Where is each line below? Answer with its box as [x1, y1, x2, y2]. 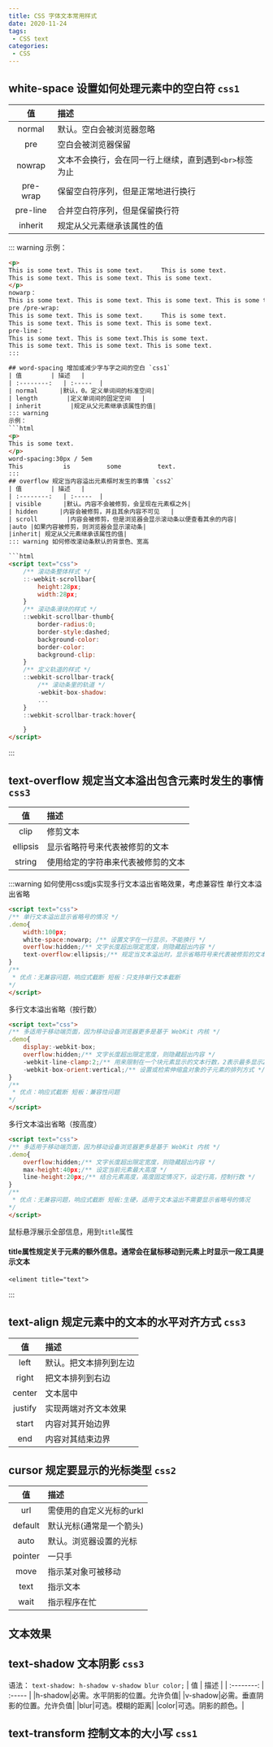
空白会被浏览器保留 [57, 139, 132, 150]
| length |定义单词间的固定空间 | [8, 394, 146, 402]
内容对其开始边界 [45, 1418, 111, 1429]
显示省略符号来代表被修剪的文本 [46, 842, 169, 852]
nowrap [15, 159, 46, 171]
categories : [8, 42, 49, 50]
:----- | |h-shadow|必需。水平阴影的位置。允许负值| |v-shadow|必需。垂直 [8, 1690, 257, 1700]
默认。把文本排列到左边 [45, 1357, 136, 1368]
